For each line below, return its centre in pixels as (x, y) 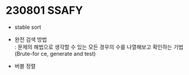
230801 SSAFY (44, 10)
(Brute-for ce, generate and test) (55, 53)
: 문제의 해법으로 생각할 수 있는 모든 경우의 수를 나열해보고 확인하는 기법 (99, 47)
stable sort (28, 27)
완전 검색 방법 (30, 39)
